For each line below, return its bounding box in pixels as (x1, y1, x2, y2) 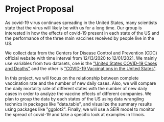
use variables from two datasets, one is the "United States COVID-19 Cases (5, 60, 158, 66)
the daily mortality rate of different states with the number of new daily (5, 85, 148, 91)
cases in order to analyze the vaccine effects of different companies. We (5, 91, 152, 97)
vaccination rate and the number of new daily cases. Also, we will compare (5, 80, 156, 86)
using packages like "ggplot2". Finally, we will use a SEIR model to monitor (5, 106, 155, 112)
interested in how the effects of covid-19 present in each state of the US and (5, 30, 160, 36)
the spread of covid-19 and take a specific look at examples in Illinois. (5, 111, 145, 117)
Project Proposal (5, 3, 74, 15)
